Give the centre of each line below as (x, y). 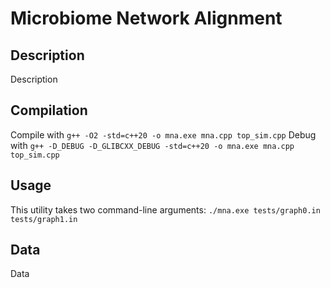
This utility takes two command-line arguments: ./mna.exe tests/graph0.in (165, 209)
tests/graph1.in (44, 219)
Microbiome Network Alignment (146, 18)
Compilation (49, 110)
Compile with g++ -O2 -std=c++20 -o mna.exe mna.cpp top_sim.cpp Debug (163, 134)
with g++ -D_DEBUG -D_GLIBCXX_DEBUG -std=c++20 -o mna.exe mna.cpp (152, 145)
